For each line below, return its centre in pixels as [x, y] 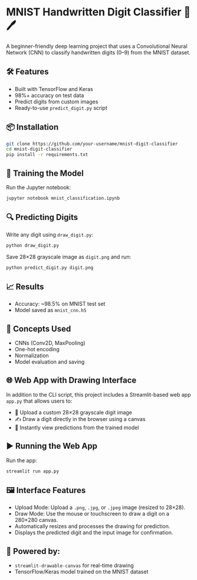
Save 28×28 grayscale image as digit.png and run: [69, 257]
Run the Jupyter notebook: [39, 187]
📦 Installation [32, 127]
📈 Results [25, 286]
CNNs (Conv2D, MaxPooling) [50, 343]
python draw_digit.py [33, 245]
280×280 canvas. [36, 520]
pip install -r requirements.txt [47, 155]
